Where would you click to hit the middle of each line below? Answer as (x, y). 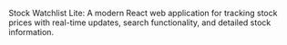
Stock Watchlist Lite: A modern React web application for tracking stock (143, 13)
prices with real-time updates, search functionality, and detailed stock (140, 22)
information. (31, 32)
